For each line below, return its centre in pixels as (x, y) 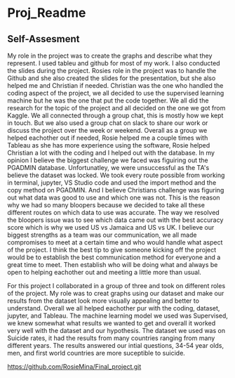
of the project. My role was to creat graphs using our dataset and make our (116, 293)
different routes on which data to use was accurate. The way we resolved (113, 213)
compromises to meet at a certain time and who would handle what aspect (115, 242)
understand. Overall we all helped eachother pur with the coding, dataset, (114, 308)
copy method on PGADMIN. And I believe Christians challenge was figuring (116, 190)
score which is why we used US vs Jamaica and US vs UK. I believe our (111, 227)
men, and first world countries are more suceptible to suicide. (96, 353)
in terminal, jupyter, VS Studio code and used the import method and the (112, 183)
